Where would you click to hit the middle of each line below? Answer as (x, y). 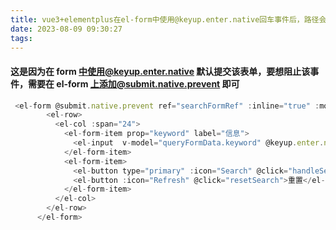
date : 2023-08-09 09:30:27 (66, 29)
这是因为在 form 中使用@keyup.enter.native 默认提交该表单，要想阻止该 (160, 71)
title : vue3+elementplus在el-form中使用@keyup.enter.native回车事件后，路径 (165, 19)
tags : (21, 38)
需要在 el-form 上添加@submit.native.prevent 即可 (133, 83)
